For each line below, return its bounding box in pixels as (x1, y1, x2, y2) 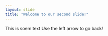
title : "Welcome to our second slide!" (5, 12, 89, 17)
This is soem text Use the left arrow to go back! (5, 25, 103, 31)
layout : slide (5, 7, 35, 12)
